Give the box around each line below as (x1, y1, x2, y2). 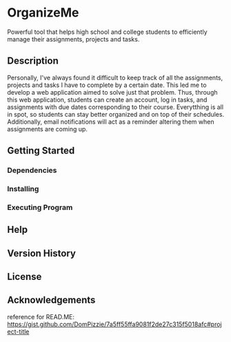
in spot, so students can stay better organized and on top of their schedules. (7, 110, 225, 118)
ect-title (7, 327, 30, 336)
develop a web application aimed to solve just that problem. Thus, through (7, 88, 219, 96)
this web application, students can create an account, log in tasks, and (7, 95, 208, 104)
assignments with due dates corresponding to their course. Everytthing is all (7, 102, 224, 111)
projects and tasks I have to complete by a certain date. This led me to (7, 81, 207, 89)
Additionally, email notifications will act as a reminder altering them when (7, 117, 214, 126)
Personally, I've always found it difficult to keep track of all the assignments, (7, 73, 223, 82)
